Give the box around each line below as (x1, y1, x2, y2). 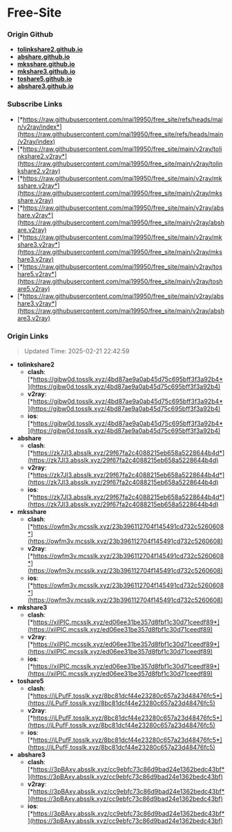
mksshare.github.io (17, 60, 75, 69)
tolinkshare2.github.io (17, 45, 83, 53)
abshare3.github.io (17, 82, 74, 91)
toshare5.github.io (17, 75, 72, 83)
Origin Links (7, 331, 49, 341)
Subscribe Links (7, 99, 63, 109)
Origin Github (7, 30, 54, 39)
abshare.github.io (17, 53, 70, 61)
